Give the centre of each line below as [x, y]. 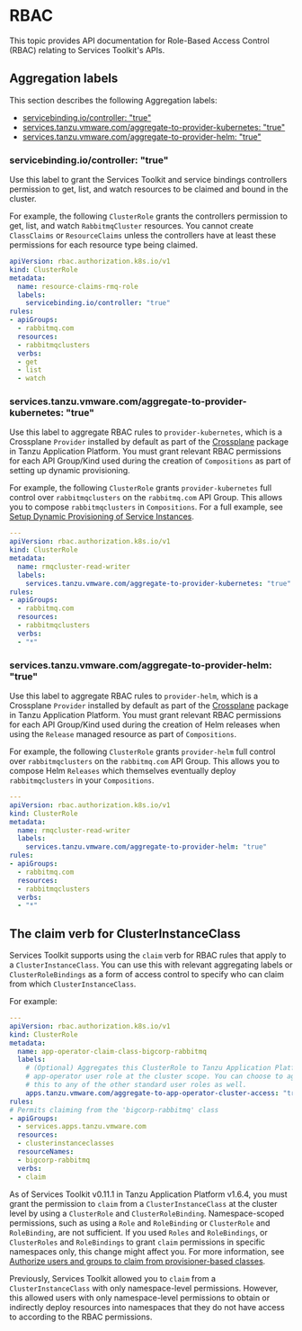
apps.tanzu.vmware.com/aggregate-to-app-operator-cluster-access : [152, 1093]
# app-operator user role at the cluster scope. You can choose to [154, 1076]
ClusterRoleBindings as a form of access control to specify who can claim [147, 975]
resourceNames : [46, 1152]
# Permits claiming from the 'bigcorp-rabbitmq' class [114, 1110]
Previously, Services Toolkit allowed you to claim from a [113, 1278]
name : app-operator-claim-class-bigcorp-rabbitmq [112, 1051]
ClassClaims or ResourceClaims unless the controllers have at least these [143, 236]
